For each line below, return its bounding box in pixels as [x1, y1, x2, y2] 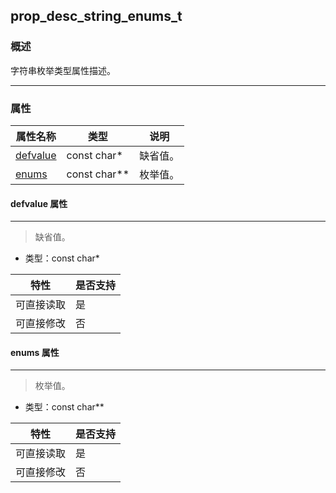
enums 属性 [10, 346, 60, 358]
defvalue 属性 [10, 197, 68, 209]
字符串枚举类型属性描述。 [10, 64, 116, 76]
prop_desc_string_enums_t [10, 8, 183, 25]
